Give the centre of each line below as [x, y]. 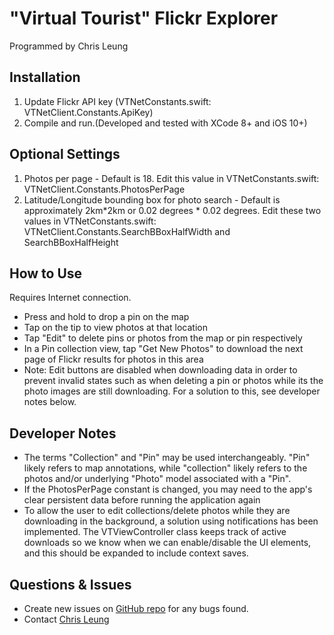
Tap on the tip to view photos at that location [116, 328]
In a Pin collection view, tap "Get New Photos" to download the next [163, 349]
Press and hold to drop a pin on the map [106, 317]
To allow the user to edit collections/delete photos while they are [157, 511]
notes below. [50, 402]
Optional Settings [65, 154]
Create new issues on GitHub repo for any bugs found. [136, 608]
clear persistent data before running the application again [142, 500]
